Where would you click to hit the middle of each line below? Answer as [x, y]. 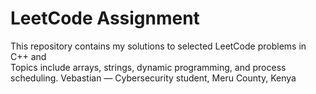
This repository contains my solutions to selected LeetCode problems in [158, 46]
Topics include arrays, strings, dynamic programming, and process [148, 67]
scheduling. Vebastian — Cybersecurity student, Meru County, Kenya [153, 78]
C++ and [28, 56]
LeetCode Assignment [105, 18]
